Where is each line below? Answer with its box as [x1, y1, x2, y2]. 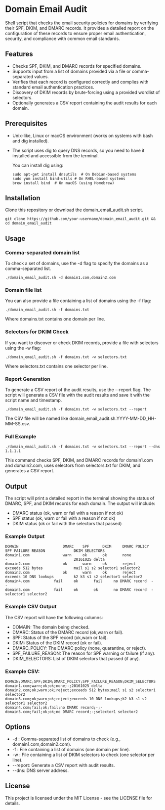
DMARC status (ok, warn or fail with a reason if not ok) [12, 510, 124, 516]
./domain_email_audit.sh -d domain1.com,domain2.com [5, 275, 116, 280]
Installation [5, 194, 41, 202]
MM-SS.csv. [5, 420, 31, 426]
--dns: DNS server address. [12, 767, 69, 773]
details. [5, 800, 20, 806]
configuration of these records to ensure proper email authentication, [5, 30, 146, 36]
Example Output [5, 533, 45, 540]
